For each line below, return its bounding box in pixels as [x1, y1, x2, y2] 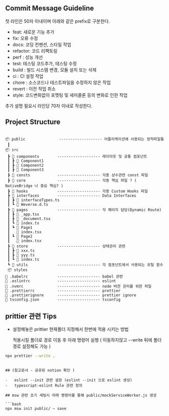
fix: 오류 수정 [12, 35, 38, 41]
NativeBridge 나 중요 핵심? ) [5, 183, 64, 189]
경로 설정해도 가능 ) [12, 343, 51, 349]
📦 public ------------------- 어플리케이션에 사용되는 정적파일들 [5, 136, 164, 142]
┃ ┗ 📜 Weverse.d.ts [7, 202, 49, 207]
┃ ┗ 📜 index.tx [7, 220, 39, 225]
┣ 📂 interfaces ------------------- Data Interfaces [7, 193, 137, 198]
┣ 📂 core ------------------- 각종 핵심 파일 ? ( [7, 178, 137, 183]
